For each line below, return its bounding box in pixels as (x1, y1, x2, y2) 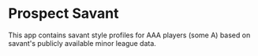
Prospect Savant (8, 5, 119, 23)
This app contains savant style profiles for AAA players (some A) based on (8, 30, 251, 40)
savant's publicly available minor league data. (8, 38, 156, 47)
